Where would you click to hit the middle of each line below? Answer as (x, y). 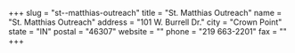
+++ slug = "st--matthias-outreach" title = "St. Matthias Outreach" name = (145, 13)
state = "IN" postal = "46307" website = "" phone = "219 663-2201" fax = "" (147, 31)
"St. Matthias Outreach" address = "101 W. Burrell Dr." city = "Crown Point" (145, 22)
